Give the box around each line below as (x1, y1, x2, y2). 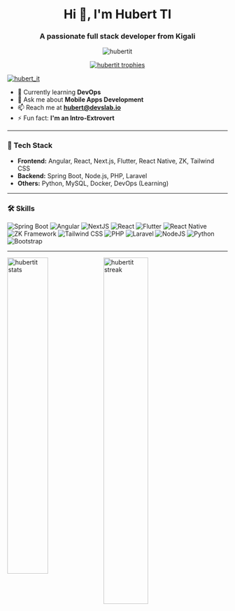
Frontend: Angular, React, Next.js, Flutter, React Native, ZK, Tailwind (17, 156, 215, 165)
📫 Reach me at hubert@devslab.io (17, 103, 121, 112)
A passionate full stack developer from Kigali (39, 32, 196, 41)
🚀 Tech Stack (7, 140, 53, 150)
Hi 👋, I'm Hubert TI (63, 6, 172, 22)
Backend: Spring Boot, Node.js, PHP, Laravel (17, 171, 148, 180)
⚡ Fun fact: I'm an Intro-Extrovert (17, 114, 115, 122)
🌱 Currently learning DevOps (17, 88, 101, 97)
